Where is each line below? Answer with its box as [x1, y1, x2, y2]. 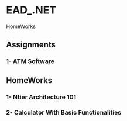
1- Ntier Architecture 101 [6, 93, 77, 101]
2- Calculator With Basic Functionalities [6, 109, 122, 117]
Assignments [6, 40, 56, 50]
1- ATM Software [6, 57, 54, 65]
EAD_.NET [6, 4, 57, 17]
